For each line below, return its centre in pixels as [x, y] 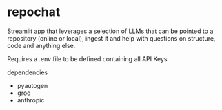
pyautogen [32, 85]
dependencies [28, 72]
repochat [34, 12]
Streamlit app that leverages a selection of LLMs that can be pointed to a [110, 31]
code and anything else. [41, 45]
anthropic [31, 100]
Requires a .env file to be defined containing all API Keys [87, 58]
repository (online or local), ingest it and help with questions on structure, [111, 38]
